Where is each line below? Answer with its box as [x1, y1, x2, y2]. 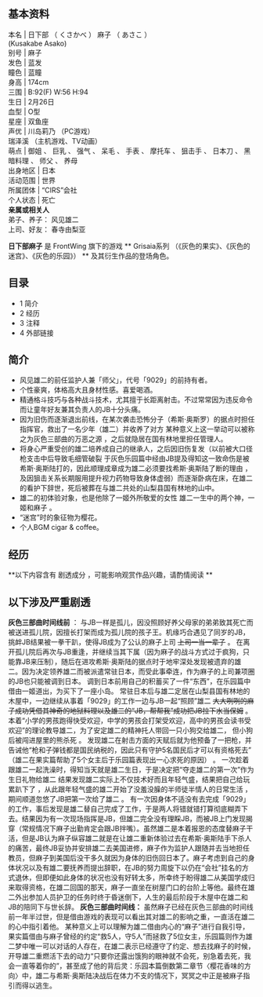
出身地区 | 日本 [8, 166, 56, 175]
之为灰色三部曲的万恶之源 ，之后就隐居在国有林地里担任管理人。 [19, 434, 228, 444]
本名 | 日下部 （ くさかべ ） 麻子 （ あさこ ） [8, 30, 152, 39]
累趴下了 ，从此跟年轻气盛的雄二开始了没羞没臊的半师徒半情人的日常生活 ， [8, 784, 252, 794]
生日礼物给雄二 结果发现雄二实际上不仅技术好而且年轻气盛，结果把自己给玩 [8, 775, 250, 784]
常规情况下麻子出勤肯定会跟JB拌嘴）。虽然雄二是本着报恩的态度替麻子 [21, 824, 247, 834]
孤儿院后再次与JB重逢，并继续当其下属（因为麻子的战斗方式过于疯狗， [14, 647, 243, 657]
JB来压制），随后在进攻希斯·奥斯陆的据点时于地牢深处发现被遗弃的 [21, 657, 235, 666]
